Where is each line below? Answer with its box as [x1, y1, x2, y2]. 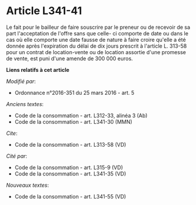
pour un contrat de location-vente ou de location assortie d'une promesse [6, 48, 186, 55]
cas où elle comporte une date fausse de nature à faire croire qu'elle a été [6, 36, 186, 43]
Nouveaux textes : [6, 181, 49, 189]
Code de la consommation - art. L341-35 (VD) [14, 170, 126, 177]
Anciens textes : [6, 100, 44, 107]
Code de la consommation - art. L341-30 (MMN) [14, 118, 133, 125]
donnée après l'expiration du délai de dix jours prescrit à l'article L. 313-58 [6, 42, 187, 49]
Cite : [6, 130, 18, 137]
